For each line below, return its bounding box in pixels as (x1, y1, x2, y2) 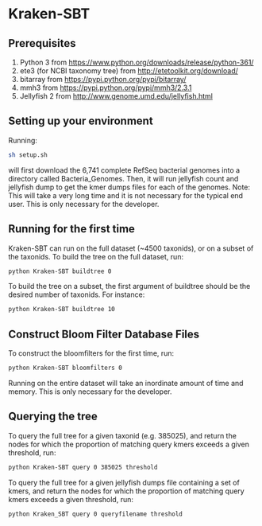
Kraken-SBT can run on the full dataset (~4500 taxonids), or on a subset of (8, 244, 254, 253)
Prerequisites (8, 37, 76, 50)
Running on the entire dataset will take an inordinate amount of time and (8, 378, 244, 388)
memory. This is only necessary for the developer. (8, 387, 172, 396)
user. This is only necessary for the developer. (8, 199, 160, 208)
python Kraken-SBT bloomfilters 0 (8, 364, 123, 372)
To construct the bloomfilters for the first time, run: (8, 349, 175, 358)
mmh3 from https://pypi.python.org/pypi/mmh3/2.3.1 (19, 83, 192, 92)
